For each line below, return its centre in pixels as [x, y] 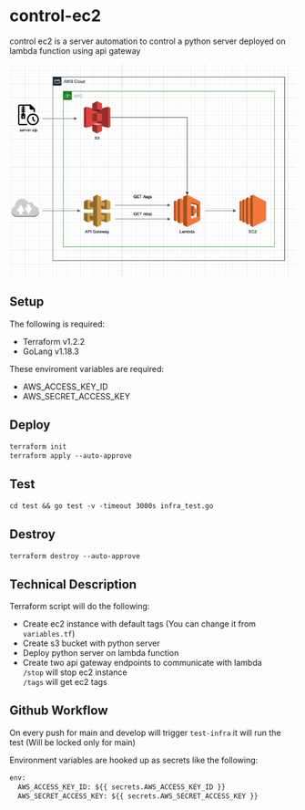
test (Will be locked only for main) [73, 742]
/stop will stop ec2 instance [75, 672]
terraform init [38, 447]
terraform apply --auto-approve [71, 456]
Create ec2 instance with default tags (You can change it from [139, 623]
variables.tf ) [49, 633]
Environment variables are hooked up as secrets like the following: [134, 760]
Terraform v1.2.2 [54, 341]
